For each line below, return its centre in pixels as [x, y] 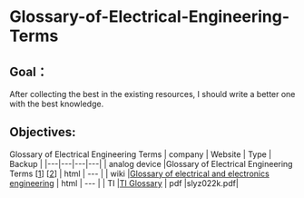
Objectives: [43, 132]
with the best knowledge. [57, 104]
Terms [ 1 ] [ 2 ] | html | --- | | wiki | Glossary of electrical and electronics [139, 173]
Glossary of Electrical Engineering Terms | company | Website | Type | [141, 154]
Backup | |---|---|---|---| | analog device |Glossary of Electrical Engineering [151, 163]
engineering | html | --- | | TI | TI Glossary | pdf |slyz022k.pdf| [124, 183]
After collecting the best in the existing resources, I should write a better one [152, 94]
